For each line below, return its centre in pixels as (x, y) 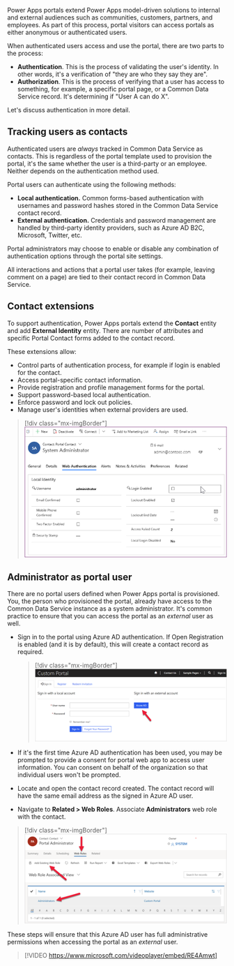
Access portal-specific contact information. (80, 380)
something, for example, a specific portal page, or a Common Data (113, 89)
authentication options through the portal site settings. (85, 256)
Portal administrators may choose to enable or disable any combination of (113, 248)
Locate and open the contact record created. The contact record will (116, 789)
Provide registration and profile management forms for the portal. (111, 387)
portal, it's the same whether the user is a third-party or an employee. (107, 163)
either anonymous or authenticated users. (67, 32)
